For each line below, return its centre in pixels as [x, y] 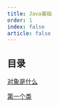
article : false [29, 33]
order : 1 [20, 20]
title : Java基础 [29, 14]
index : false [26, 27]
